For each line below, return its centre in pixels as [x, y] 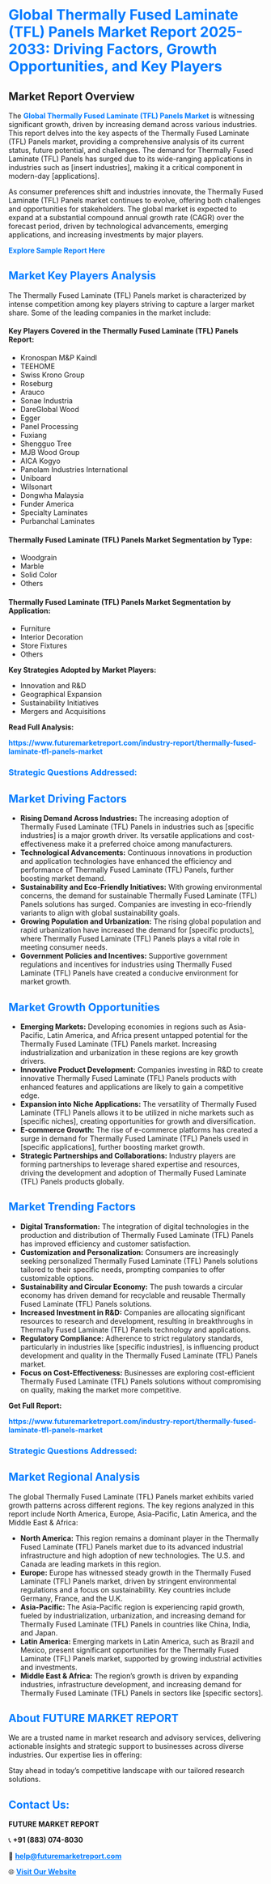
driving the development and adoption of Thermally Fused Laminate [133, 1172]
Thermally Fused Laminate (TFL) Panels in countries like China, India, [135, 1624]
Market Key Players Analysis [82, 276]
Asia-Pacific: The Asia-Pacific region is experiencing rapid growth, [132, 1607]
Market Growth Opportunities [84, 1007]
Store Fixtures [43, 646]
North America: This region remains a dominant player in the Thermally [139, 1538]
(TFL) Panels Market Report [102, 32]
